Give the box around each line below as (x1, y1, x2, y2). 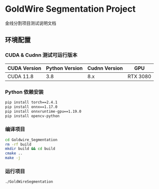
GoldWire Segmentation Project (5, 3, 136, 15)
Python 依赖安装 (5, 88, 44, 95)
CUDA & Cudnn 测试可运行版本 (5, 52, 78, 59)
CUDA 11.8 (7, 73, 34, 80)
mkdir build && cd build (5, 147, 55, 151)
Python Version (46, 64, 83, 71)
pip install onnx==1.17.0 (5, 104, 57, 109)
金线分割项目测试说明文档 (5, 20, 56, 26)
